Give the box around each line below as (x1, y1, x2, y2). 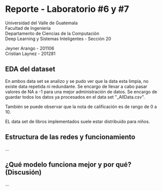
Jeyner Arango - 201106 (5, 45, 54, 51)
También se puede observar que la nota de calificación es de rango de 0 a (5, 103, 157, 110)
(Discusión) (5, 168, 42, 177)
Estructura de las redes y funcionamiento (5, 133, 135, 141)
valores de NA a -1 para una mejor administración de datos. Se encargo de (5, 88, 158, 95)
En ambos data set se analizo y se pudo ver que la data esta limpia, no (5, 78, 149, 84)
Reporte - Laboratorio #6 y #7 (5, 3, 129, 15)
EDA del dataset (5, 65, 55, 73)
